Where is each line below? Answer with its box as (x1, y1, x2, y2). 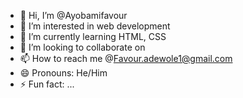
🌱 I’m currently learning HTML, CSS (19, 31, 167, 42)
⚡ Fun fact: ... (19, 78, 75, 90)
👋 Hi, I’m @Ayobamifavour (19, 10, 128, 21)
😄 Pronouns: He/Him (19, 67, 108, 79)
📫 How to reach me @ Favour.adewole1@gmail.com (19, 53, 233, 64)
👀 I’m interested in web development (19, 20, 171, 32)
